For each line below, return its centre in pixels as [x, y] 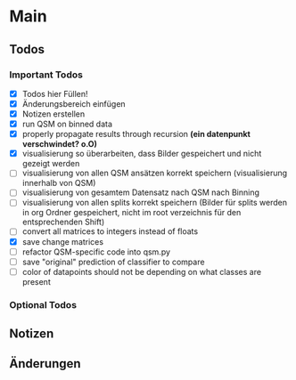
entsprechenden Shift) [63, 222]
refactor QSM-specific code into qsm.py [96, 252]
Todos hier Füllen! [55, 93]
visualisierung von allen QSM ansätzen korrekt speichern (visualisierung [155, 173]
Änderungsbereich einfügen [74, 103]
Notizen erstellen [53, 114]
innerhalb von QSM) [59, 183]
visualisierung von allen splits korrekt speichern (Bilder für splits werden [155, 203]
